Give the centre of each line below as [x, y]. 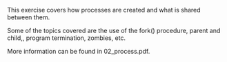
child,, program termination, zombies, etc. [67, 38]
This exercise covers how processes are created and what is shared [104, 10]
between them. [29, 17]
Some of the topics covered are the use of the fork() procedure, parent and [114, 31]
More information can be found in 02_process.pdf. [79, 51]
